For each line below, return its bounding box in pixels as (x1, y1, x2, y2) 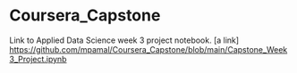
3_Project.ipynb (9, 53, 67, 64)
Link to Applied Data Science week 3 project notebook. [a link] (9, 35, 240, 45)
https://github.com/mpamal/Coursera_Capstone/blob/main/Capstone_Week (9, 44, 288, 54)
